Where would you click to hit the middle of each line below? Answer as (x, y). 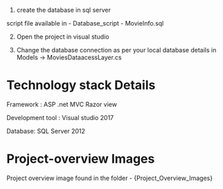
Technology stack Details (81, 85)
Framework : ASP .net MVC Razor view (62, 104)
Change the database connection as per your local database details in (116, 50)
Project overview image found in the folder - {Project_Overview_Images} (109, 178)
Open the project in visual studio (63, 37)
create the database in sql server (64, 10)
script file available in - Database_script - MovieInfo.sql (85, 23)
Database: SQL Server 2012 (46, 131)
